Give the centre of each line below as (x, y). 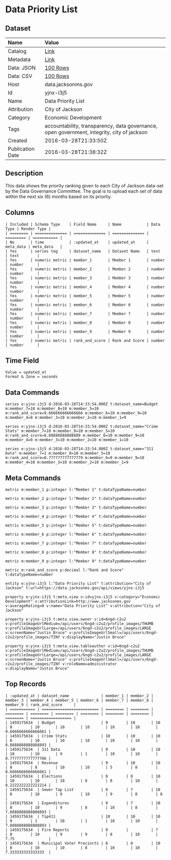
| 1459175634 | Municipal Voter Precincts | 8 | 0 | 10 (83, 843)
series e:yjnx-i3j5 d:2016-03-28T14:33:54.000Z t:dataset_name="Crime (82, 427)
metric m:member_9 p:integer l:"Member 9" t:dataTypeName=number (76, 561)
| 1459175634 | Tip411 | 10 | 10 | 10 (83, 816)
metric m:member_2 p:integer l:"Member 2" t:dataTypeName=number (76, 499)
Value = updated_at (26, 372)
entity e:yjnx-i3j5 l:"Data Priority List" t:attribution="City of (78, 584)
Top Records (26, 684)
